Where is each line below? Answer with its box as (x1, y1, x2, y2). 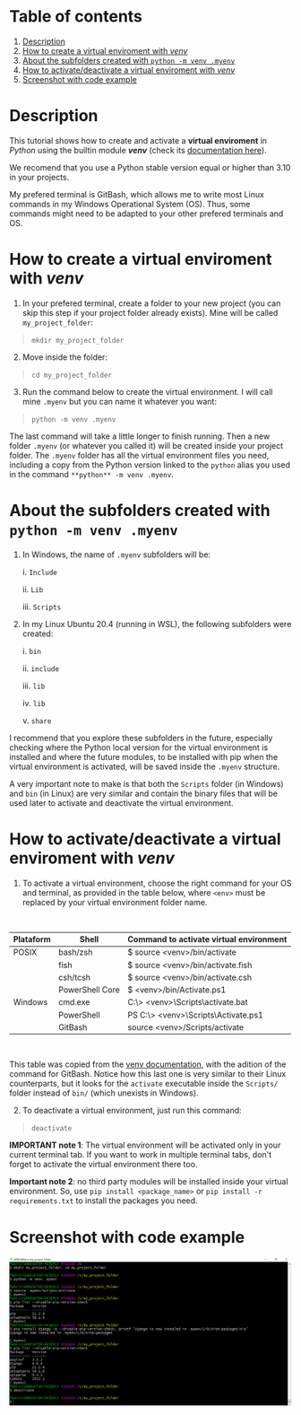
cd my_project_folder (30, 371, 112, 380)
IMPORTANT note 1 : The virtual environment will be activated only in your (9, 1140, 281, 1150)
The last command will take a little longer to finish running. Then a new (9, 431, 271, 441)
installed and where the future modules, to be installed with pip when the (9, 751, 279, 762)
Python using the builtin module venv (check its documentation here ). (9, 144, 267, 155)
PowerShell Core (57, 984, 121, 995)
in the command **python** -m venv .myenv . (9, 468, 175, 479)
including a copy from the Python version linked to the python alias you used (9, 459, 291, 470)
